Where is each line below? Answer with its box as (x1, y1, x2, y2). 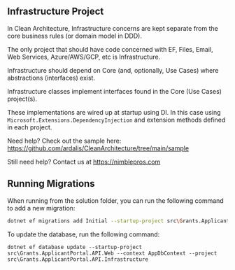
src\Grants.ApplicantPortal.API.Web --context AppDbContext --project (7, 250, 218, 257)
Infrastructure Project (7, 6, 104, 17)
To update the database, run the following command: (7, 230, 160, 239)
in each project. (7, 122, 52, 132)
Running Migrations (7, 178, 96, 190)
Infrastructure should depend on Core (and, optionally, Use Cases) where (7, 66, 219, 74)
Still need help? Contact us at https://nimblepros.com (7, 157, 161, 166)
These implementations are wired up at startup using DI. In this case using (7, 108, 222, 116)
